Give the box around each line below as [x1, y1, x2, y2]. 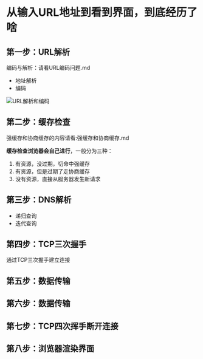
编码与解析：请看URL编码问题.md [6, 64, 91, 71]
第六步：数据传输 [6, 298, 71, 309]
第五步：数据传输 [6, 276, 71, 286]
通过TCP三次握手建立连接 [6, 256, 71, 264]
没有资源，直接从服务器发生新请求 [15, 175, 101, 182]
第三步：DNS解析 [6, 195, 72, 205]
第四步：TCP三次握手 [6, 239, 87, 250]
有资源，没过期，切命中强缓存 [15, 160, 90, 167]
